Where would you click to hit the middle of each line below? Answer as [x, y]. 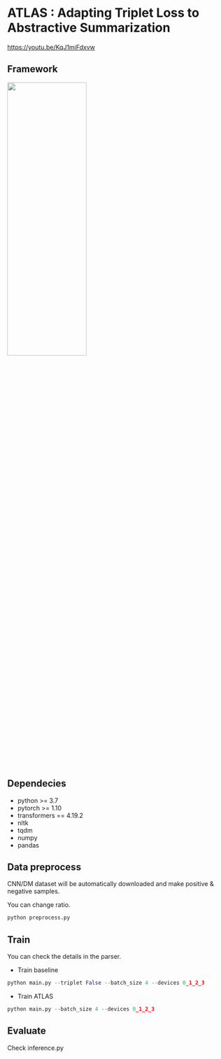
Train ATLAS [35, 996]
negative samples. [34, 892]
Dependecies [37, 783]
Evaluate [27, 1031]
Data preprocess [44, 867]
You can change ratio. [39, 905]
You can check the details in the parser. [64, 957]
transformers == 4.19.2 [50, 815]
